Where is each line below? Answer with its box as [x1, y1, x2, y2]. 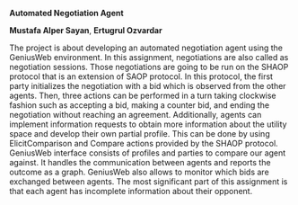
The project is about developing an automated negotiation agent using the [9, 42, 283, 53]
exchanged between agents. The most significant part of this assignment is [9, 176, 288, 187]
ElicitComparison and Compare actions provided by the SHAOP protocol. [9, 138, 278, 148]
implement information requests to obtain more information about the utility [9, 119, 287, 129]
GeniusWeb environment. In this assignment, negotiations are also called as [9, 52, 289, 62]
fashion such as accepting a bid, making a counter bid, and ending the [9, 100, 270, 111]
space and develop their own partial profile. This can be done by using [9, 129, 271, 138]
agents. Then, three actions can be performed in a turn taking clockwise [9, 90, 276, 101]
